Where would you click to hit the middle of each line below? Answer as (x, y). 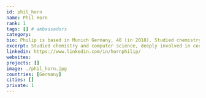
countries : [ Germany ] (34, 74)
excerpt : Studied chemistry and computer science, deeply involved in (98, 46)
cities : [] (20, 80)
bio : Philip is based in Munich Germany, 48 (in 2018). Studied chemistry (104, 40)
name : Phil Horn (27, 18)
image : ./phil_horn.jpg (37, 68)
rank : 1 (16, 23)
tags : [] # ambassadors (37, 29)
